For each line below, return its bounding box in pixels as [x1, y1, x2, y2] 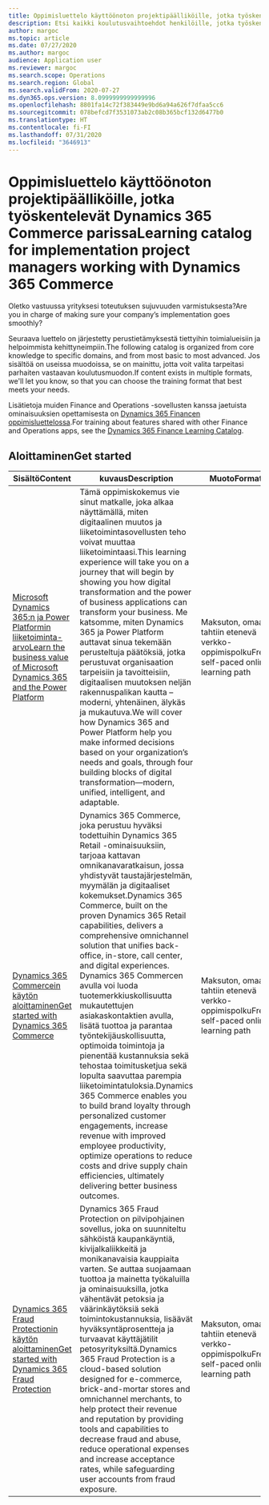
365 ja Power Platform [79, 626, 164, 638]
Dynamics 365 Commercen [79, 970, 183, 981]
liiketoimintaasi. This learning [79, 546, 187, 557]
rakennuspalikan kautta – [79, 686, 174, 698]
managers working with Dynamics [8, 258, 241, 276]
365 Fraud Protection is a [79, 1354, 175, 1365]
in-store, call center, [105, 950, 183, 961]
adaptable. [79, 797, 120, 808]
